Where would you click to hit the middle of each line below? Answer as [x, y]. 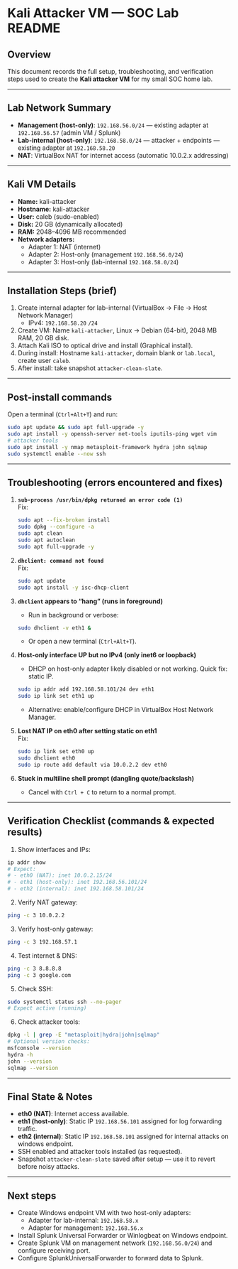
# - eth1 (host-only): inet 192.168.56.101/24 [77, 882]
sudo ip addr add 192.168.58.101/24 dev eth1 [86, 690]
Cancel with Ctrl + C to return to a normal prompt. [102, 792]
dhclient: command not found [61, 561]
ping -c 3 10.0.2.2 [36, 915]
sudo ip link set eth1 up [56, 696]
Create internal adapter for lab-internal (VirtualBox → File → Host [112, 308]
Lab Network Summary [59, 108]
